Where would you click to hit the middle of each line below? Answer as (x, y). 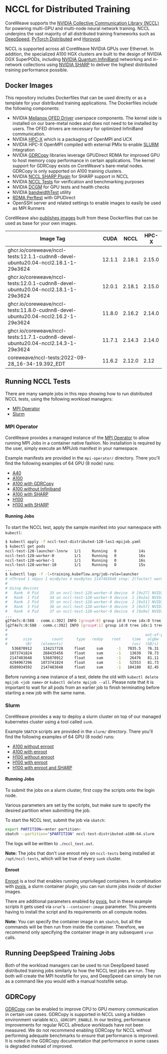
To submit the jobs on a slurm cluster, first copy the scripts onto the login (80, 790)
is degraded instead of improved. (39, 1046)
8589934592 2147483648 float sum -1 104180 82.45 (84, 667)
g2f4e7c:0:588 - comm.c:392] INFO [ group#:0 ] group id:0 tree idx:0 (78, 620)
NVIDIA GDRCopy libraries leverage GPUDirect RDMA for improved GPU (86, 155)
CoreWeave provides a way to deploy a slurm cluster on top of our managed (83, 716)
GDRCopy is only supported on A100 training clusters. (67, 171)
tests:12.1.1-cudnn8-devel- (42, 256)
